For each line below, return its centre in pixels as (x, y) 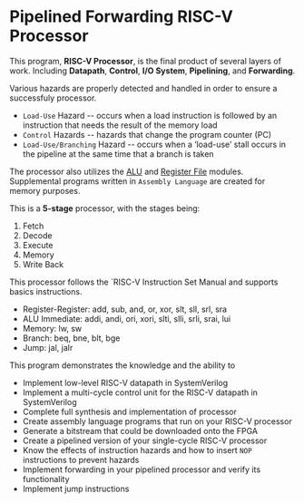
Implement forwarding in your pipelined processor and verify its (142, 469)
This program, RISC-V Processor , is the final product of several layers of (145, 61)
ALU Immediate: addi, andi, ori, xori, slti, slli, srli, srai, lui (127, 318)
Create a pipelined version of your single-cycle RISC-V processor (145, 440)
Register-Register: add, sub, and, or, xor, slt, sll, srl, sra (125, 309)
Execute (38, 245)
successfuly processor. (53, 98)
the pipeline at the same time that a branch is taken (118, 154)
